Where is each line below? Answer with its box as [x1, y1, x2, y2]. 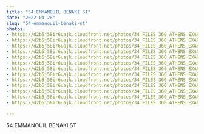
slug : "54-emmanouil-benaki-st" [6, 20, 88, 26]
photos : [6, 26, 26, 32]
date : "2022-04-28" [6, 15, 56, 21]
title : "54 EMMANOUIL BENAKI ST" [6, 9, 91, 15]
